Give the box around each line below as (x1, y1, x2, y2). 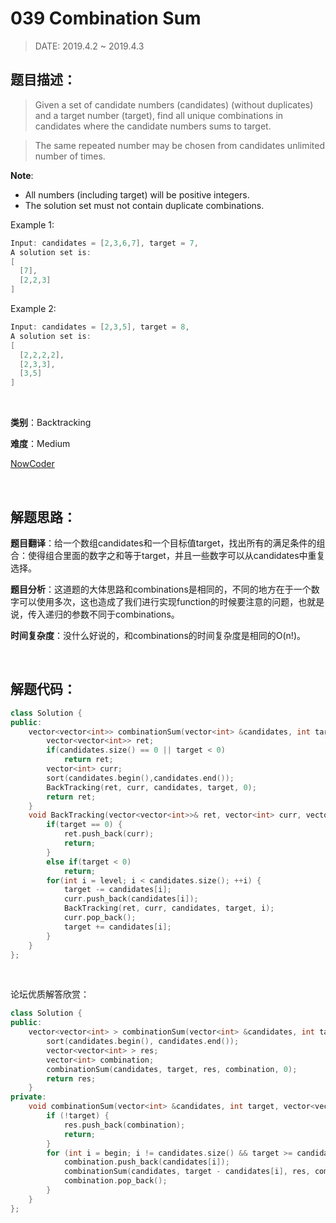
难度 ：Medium (10, 438, 71, 450)
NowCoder (10, 458, 55, 470)
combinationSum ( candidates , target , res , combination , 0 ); (46, 1064, 298, 1074)
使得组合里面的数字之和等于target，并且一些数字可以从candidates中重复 (27, 549, 326, 561)
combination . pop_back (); (63, 1176, 168, 1186)
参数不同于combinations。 (71, 608, 180, 620)
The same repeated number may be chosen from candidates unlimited (34, 139, 326, 151)
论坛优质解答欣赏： (10, 988, 90, 1001)
